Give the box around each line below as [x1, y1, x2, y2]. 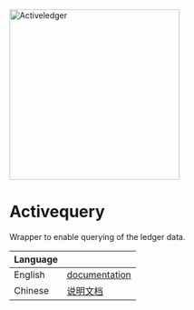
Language [14, 253, 59, 265]
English [14, 268, 45, 281]
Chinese [14, 284, 50, 296]
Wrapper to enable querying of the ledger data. [9, 231, 186, 242]
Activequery [9, 202, 105, 222]
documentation [66, 268, 131, 281]
